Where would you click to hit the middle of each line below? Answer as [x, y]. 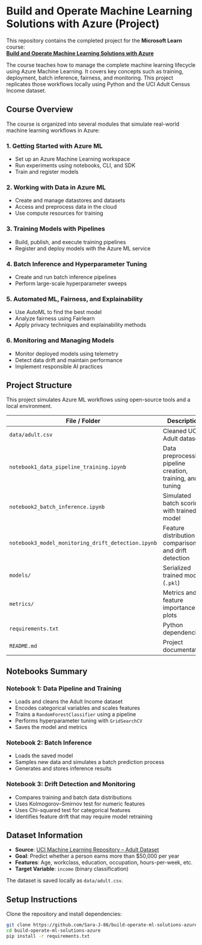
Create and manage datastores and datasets [70, 200]
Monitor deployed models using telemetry [67, 354]
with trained [179, 511]
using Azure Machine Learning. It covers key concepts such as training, [95, 71]
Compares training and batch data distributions [73, 797]
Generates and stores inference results [63, 769]
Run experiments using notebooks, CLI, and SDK [75, 165]
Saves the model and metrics [51, 727]
